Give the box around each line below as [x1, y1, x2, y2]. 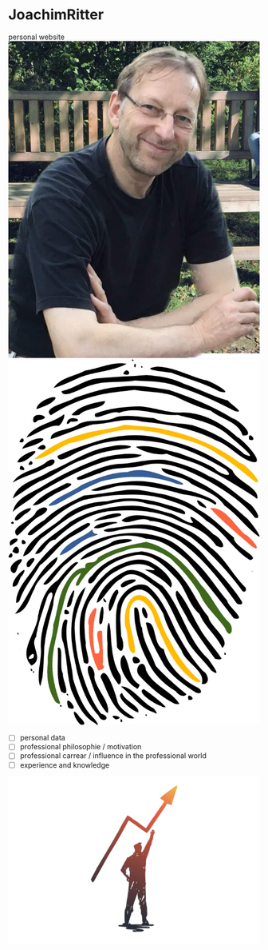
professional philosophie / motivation [19, 742, 142, 752]
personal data [19, 733, 65, 743]
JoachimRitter [8, 6, 104, 24]
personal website [8, 32, 65, 42]
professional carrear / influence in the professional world [19, 751, 207, 760]
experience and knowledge [19, 760, 110, 769]
